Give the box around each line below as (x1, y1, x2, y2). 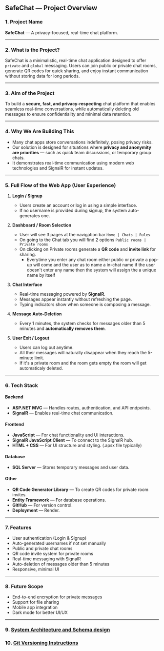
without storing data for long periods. (5, 73, 80, 79)
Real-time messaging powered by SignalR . (19, 291, 106, 297)
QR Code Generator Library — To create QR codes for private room (12, 487, 149, 492)
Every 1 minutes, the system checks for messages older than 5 (19, 320, 145, 326)
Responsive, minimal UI (12, 566, 60, 572)
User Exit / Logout (12, 335, 50, 341)
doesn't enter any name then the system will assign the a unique (26, 267, 157, 273)
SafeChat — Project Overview (5, 4, 98, 12)
